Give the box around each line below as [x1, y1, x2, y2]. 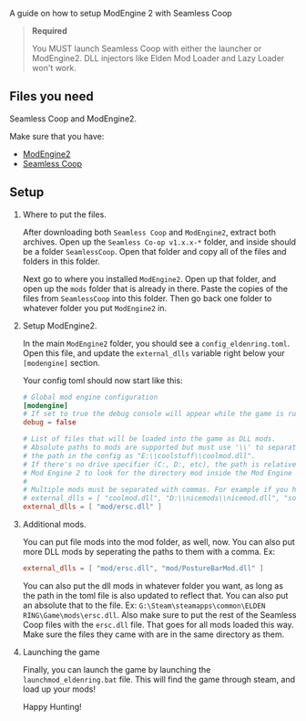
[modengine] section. [22, 357, 100, 368]
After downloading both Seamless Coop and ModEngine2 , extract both [22, 226, 276, 237]
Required [31, 26, 68, 36]
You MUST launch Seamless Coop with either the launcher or [31, 43, 262, 54]
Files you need [9, 89, 94, 104]
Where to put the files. [22, 209, 107, 220]
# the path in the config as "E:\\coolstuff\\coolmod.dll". [22, 451, 256, 460]
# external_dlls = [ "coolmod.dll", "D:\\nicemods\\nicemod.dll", [22, 494, 280, 503]
